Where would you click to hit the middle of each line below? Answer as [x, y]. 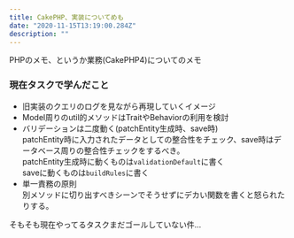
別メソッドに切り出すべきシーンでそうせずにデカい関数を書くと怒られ [150, 195]
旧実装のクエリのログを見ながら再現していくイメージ [119, 106]
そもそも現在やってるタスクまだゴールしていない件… [105, 224]
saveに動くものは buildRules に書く [85, 173]
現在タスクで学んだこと [59, 85]
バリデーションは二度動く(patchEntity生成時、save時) [120, 128]
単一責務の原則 [49, 183]
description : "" [39, 34]
